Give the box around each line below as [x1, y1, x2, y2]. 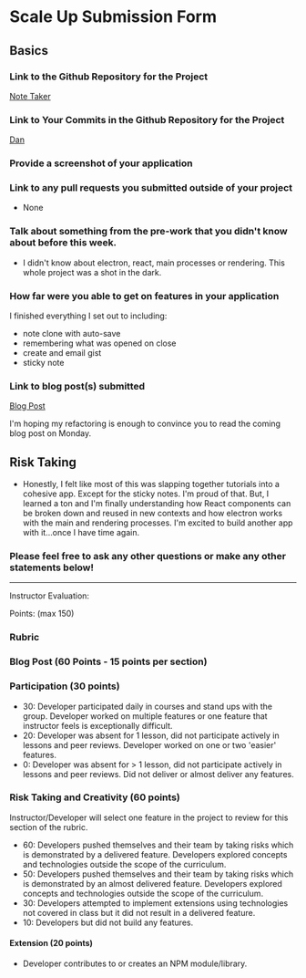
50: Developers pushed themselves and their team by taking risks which [22, 869, 294, 879]
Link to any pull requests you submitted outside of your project [9, 182, 293, 194]
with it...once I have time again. [22, 527, 139, 538]
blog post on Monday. [9, 428, 92, 439]
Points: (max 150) [9, 609, 75, 619]
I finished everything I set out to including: [9, 310, 168, 321]
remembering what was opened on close [22, 338, 177, 349]
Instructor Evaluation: [9, 590, 89, 601]
